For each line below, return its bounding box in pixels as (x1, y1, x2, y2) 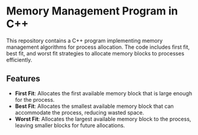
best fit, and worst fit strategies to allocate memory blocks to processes (6, 49, 185, 57)
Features (6, 74, 40, 84)
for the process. (14, 96, 55, 103)
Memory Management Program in (6, 4, 178, 18)
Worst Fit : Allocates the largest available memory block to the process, (14, 115, 191, 122)
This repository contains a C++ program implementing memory (6, 37, 163, 44)
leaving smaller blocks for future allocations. (14, 122, 125, 129)
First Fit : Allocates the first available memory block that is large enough (14, 89, 193, 97)
